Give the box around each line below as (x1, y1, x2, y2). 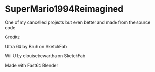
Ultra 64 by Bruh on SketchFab (5, 43, 67, 49)
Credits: (5, 34, 21, 40)
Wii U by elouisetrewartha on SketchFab (5, 53, 86, 59)
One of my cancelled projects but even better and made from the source (5, 19, 151, 25)
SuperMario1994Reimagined (5, 3, 124, 15)
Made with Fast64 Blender (5, 62, 58, 68)
